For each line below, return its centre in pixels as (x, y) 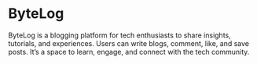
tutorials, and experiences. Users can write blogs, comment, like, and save (129, 43)
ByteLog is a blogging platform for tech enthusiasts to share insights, (120, 35)
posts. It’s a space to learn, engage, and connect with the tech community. (129, 52)
